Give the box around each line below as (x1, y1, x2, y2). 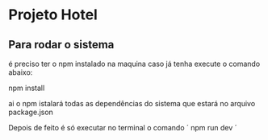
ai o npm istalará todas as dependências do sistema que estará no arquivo (8, 99, 256, 108)
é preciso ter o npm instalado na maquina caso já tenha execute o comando (8, 59, 261, 68)
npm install (8, 83, 45, 93)
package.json (8, 107, 54, 117)
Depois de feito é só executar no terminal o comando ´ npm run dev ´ (8, 123, 237, 132)
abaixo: (8, 68, 33, 77)
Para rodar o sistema (8, 38, 115, 51)
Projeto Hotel (8, 6, 98, 24)
